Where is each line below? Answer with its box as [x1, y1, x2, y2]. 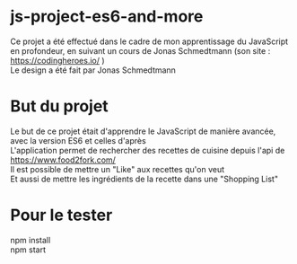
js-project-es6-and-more [10, 6, 204, 27]
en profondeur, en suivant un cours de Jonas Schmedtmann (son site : [10, 45, 271, 56]
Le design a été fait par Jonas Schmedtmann [10, 65, 176, 75]
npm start [10, 244, 47, 255]
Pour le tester [10, 205, 113, 225]
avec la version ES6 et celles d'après [10, 135, 146, 145]
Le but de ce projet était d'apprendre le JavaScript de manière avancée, [10, 126, 276, 136]
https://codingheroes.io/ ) [10, 55, 106, 66]
